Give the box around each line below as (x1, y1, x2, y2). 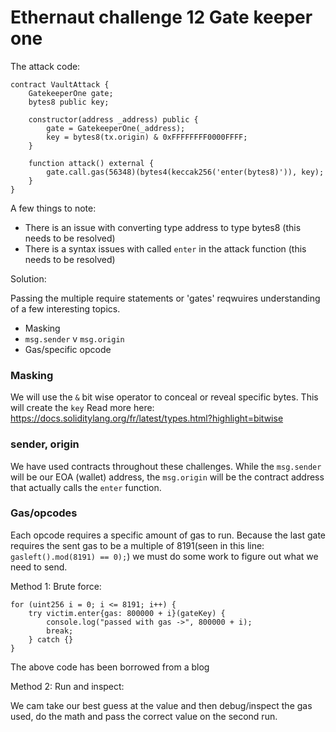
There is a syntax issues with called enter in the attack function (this (24, 242, 307, 255)
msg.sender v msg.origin (24, 332, 125, 345)
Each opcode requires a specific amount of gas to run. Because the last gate (10, 529, 327, 541)
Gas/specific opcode (24, 343, 112, 355)
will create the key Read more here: (10, 402, 155, 414)
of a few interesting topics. (10, 302, 121, 315)
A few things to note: (10, 202, 97, 214)
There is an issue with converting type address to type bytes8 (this (24, 221, 302, 233)
